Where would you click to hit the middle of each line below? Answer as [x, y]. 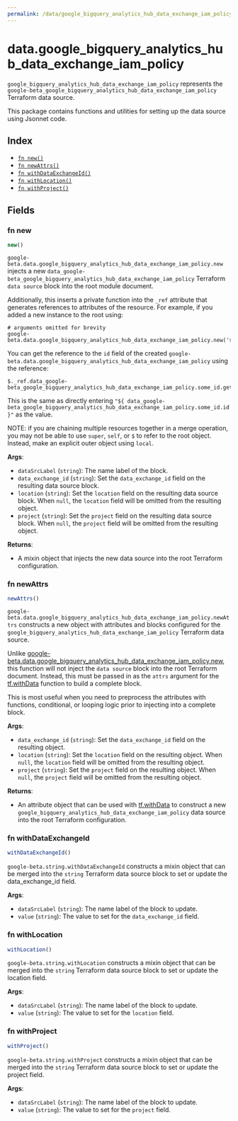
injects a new [27, 271]
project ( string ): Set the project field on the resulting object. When [117, 770]
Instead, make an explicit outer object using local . [81, 443]
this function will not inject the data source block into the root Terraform [112, 668]
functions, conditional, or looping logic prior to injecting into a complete [112, 705]
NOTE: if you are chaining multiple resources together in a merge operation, [118, 428]
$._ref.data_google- [38, 381]
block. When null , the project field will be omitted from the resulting [118, 523]
